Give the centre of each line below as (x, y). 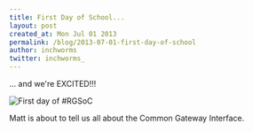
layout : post (33, 26)
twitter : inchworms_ (47, 58)
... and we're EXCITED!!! (53, 84)
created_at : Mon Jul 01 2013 (63, 34)
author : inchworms (43, 50)
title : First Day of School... (67, 17)
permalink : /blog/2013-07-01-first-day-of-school (103, 42)
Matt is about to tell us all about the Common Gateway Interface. (127, 118)
